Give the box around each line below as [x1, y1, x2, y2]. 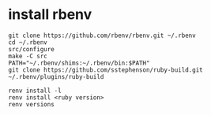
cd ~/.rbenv [8, 38, 47, 46]
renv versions [8, 100, 55, 108]
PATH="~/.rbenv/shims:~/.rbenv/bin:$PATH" [8, 59, 150, 67]
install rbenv [8, 6, 92, 24]
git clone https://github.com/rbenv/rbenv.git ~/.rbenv [8, 32, 196, 39]
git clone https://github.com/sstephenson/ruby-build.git [8, 65, 203, 74]
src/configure [8, 45, 55, 53]
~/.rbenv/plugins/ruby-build [8, 72, 104, 80]
